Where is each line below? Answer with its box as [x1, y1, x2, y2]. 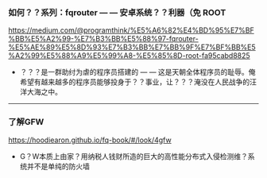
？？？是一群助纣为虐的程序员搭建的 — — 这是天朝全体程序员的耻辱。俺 [19, 68, 256, 77]
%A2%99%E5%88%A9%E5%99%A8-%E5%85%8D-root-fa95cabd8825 [8, 51, 250, 60]
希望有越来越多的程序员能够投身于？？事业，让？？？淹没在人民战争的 [19, 77, 250, 87]
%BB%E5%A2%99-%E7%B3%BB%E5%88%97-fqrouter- [8, 34, 199, 44]
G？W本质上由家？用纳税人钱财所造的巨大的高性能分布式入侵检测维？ [19, 151, 249, 161]
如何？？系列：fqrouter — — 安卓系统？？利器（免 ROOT [8, 6, 226, 17]
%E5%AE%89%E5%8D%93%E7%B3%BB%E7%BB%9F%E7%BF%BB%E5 [8, 42, 256, 52]
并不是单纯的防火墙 [26, 161, 90, 171]
